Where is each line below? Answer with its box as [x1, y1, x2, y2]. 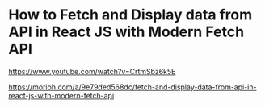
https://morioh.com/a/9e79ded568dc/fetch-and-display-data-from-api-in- [8, 82, 257, 92]
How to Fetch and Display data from [8, 6, 253, 24]
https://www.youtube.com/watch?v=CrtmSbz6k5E [8, 66, 176, 76]
